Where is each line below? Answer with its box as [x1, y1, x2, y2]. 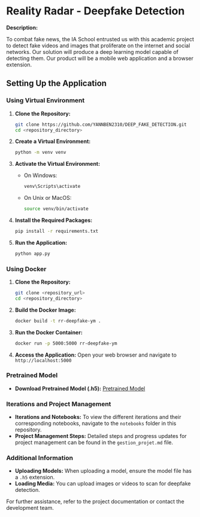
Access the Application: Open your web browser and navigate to [14, 351, 177, 358]
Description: [6, 24, 38, 31]
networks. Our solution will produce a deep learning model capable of [6, 48, 178, 55]
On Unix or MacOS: [23, 194, 72, 202]
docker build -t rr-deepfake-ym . [14, 318, 101, 324]
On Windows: [23, 172, 57, 179]
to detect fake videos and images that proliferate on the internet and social [6, 42, 190, 49]
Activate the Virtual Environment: [14, 160, 101, 168]
